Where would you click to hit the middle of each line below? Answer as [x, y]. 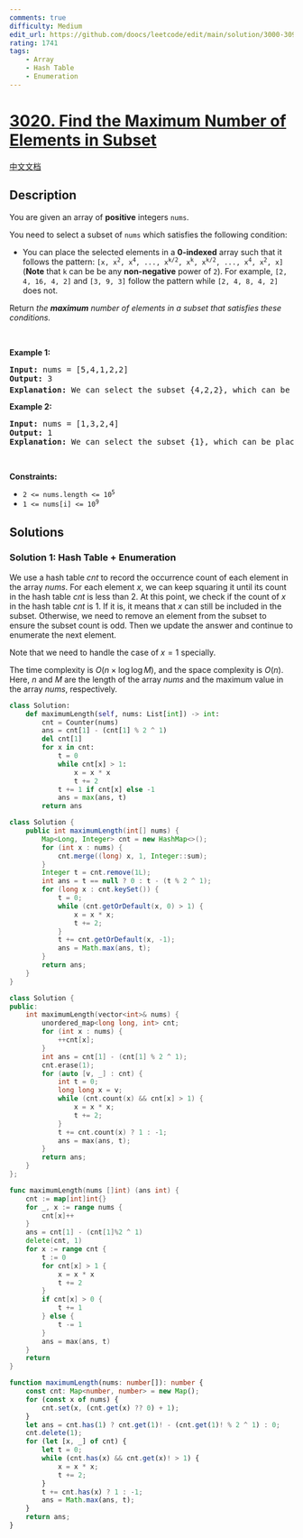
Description [43, 195]
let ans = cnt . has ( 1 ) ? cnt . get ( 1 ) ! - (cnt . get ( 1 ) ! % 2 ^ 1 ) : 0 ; [153, 1425]
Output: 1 [31, 433]
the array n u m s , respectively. [64, 689]
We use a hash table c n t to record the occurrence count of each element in [149, 577]
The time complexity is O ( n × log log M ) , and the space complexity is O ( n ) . [147, 669]
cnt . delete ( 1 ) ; [54, 1433]
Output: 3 [31, 378]
